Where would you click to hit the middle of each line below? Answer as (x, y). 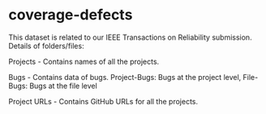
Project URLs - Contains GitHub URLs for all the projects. (103, 101)
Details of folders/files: (46, 45)
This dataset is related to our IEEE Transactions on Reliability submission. (131, 37)
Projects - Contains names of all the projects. (84, 61)
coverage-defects (71, 15)
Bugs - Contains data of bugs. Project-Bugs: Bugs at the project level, (125, 77)
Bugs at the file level (63, 86)
